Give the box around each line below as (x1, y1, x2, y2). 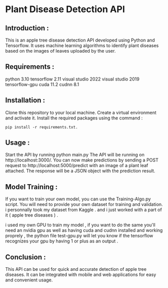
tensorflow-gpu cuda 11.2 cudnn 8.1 (5, 81, 79, 87)
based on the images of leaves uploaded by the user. (5, 48, 116, 54)
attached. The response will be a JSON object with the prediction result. (5, 168, 155, 174)
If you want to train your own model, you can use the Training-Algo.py (5, 196, 151, 202)
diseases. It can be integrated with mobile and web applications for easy (5, 272, 156, 278)
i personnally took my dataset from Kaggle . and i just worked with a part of (5, 207, 162, 213)
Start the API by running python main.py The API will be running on (5, 152, 145, 158)
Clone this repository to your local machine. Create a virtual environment (5, 109, 157, 115)
